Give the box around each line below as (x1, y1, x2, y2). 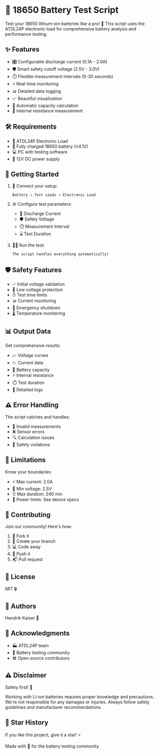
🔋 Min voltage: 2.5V (12, 485, 52, 491)
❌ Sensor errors (12, 429, 45, 434)
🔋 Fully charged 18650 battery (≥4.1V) (12, 143, 89, 149)
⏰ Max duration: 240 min (12, 491, 63, 497)
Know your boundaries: (5, 469, 52, 475)
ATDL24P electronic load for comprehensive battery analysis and (5, 26, 136, 31)
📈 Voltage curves (12, 352, 48, 358)
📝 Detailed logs (12, 387, 43, 392)
